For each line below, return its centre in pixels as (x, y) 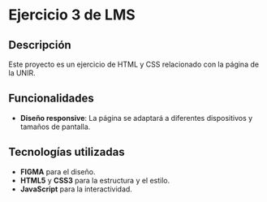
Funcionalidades (52, 99)
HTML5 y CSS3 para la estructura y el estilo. (95, 180)
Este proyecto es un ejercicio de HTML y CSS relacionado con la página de (134, 64)
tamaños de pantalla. (55, 127)
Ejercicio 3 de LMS (72, 15)
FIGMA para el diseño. (58, 171)
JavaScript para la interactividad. (76, 189)
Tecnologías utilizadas (67, 152)
